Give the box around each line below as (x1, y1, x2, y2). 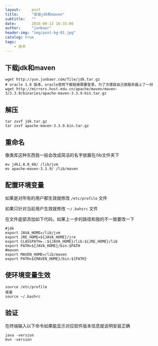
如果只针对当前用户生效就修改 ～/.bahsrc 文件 (5, 205, 98, 211)
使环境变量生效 (5, 271, 51, 280)
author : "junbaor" (5, 26, 52, 31)
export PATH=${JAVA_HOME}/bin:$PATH (5, 243, 80, 248)
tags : (5, 40, 16, 45)
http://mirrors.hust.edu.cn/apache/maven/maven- (16, 87, 118, 92)
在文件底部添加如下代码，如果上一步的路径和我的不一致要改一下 (5, 216, 134, 222)
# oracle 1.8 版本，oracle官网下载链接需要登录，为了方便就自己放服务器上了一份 (5, 82, 154, 87)
